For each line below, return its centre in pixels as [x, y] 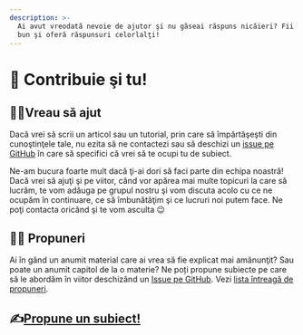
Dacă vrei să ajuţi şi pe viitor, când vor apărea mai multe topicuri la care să [148, 181]
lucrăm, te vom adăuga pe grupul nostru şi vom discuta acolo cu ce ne [141, 190]
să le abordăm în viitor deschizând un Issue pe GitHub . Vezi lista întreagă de [151, 279]
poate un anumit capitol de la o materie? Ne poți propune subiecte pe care [148, 270]
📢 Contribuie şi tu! [78, 79]
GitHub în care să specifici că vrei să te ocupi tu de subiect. [121, 154]
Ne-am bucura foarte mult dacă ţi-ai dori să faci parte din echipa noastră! [147, 171]
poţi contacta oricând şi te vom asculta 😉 [88, 210]
